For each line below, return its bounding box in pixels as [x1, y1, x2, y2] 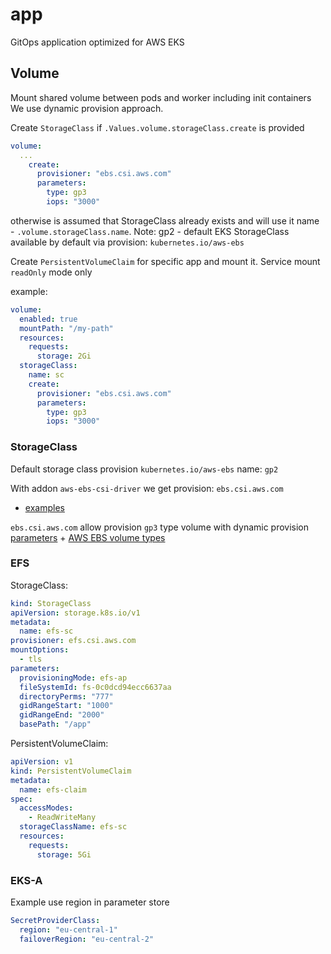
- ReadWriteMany [28, 813, 97, 823]
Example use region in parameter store [10, 896, 170, 908]
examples [24, 501, 65, 513]
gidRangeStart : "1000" [19, 701, 114, 711]
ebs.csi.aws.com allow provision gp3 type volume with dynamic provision [10, 521, 310, 533]
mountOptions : [10, 645, 70, 655]
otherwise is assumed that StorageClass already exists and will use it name [10, 214, 320, 227]
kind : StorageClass [10, 598, 92, 608]
